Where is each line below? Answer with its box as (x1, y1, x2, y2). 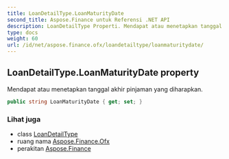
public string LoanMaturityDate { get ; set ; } (7, 98, 143, 105)
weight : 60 (7, 35, 38, 42)
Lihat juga (7, 114, 41, 124)
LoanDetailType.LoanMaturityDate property (7, 67, 200, 78)
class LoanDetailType (16, 130, 78, 138)
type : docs (7, 29, 38, 36)
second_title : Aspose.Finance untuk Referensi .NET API (7, 16, 170, 23)
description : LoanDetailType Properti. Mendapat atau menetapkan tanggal (7, 23, 223, 29)
